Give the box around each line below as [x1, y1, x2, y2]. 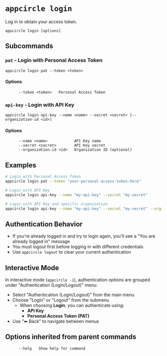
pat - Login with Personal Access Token [5, 57, 103, 64]
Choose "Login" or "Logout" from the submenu [12, 297, 109, 303]
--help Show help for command [18, 346, 85, 351]
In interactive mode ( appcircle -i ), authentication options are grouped [5, 277, 150, 283]
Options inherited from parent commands [5, 333, 137, 341]
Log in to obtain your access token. [5, 18, 78, 24]
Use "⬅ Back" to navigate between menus [12, 319, 99, 325]
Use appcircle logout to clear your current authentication [12, 249, 132, 255]
